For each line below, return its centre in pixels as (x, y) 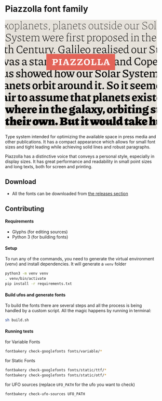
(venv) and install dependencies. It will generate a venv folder (66, 264)
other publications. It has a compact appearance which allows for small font (80, 142)
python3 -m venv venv (27, 273)
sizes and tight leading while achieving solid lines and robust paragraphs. (78, 147)
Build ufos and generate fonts (35, 295)
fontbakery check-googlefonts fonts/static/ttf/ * (56, 370)
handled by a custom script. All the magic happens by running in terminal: (78, 311)
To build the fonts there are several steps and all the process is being (74, 305)
